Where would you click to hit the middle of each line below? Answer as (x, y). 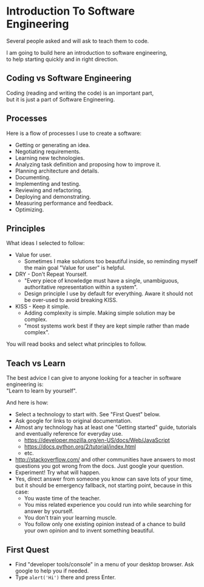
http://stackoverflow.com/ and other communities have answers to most (105, 459)
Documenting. (33, 177)
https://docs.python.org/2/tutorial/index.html (80, 447)
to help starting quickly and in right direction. (62, 59)
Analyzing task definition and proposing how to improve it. (88, 164)
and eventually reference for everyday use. (69, 434)
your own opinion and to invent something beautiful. (89, 530)
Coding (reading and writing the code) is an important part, (80, 93)
